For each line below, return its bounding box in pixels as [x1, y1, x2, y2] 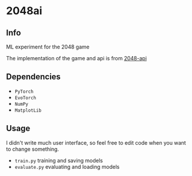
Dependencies [6, 72, 61, 82]
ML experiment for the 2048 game [6, 43, 90, 50]
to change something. [6, 145, 59, 152]
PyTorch [14, 89, 34, 94]
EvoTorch [14, 94, 37, 101]
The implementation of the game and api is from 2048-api [6, 55, 147, 61]
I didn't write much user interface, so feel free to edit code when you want [6, 139, 187, 146]
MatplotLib [14, 107, 42, 113]
